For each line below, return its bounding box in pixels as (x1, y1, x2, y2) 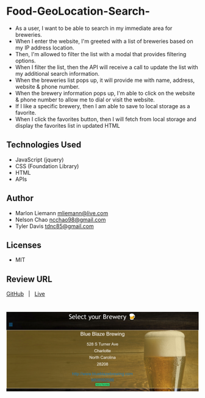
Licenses (6, 240, 41, 250)
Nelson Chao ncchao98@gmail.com (15, 216, 106, 223)
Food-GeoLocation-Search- (6, 4, 151, 18)
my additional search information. (15, 70, 99, 77)
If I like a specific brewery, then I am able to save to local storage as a (15, 102, 190, 109)
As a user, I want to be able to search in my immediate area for (15, 24, 173, 32)
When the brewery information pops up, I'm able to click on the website (15, 89, 195, 97)
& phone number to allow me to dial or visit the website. (15, 96, 155, 103)
